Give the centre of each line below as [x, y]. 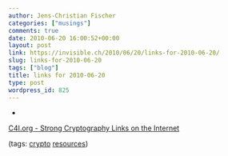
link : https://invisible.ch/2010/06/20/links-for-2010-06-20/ [114, 53]
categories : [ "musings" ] [50, 23]
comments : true [34, 30]
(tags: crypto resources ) [48, 144]
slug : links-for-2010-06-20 [55, 61]
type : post [26, 82]
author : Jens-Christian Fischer [62, 16]
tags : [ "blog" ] [34, 68]
